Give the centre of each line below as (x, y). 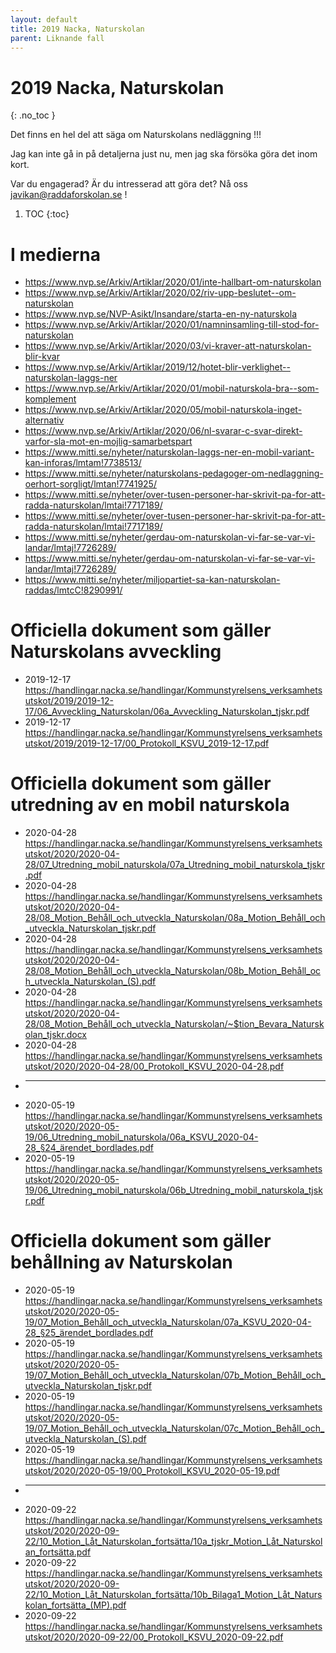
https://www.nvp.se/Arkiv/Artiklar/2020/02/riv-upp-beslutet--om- (160, 293)
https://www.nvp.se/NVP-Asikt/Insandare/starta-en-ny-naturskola (160, 314)
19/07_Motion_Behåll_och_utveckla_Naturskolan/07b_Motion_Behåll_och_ (175, 1375)
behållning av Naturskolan (121, 1262)
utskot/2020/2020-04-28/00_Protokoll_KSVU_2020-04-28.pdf (154, 1067)
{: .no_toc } (33, 115)
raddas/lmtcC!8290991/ (73, 590)
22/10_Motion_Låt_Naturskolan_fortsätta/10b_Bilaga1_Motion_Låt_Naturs (173, 1595)
